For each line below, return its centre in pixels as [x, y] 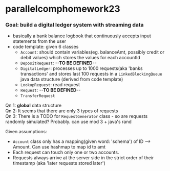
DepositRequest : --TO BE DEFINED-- [59, 63]
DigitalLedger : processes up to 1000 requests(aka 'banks [81, 68]
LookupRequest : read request [50, 85]
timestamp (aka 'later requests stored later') [59, 163]
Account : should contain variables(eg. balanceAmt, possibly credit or [92, 52]
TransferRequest [38, 96]
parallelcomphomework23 [63, 9]
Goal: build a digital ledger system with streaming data [75, 25]
